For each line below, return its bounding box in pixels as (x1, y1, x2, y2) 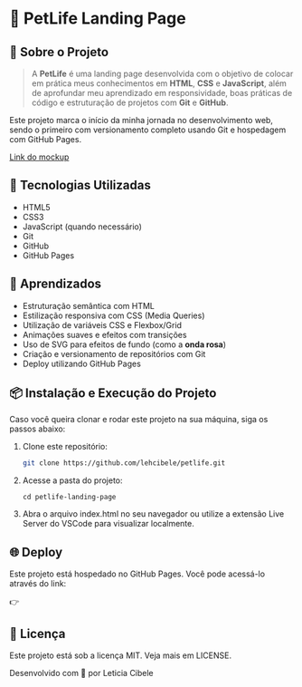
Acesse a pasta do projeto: (22, 475, 124, 486)
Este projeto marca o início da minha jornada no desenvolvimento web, (9, 115, 274, 125)
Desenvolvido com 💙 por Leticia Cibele (9, 667, 154, 678)
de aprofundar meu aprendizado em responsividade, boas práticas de (31, 88, 293, 98)
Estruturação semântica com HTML (22, 300, 156, 311)
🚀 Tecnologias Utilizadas (9, 178, 151, 193)
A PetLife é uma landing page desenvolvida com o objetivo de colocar (31, 68, 294, 79)
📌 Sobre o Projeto (9, 44, 109, 60)
